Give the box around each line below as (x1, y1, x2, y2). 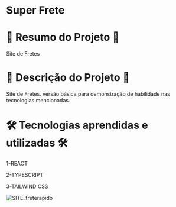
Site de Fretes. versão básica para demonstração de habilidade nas (6, 90, 170, 98)
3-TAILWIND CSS (6, 183, 48, 190)
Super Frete (6, 4, 65, 17)
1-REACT (6, 160, 28, 167)
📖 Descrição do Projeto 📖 (6, 71, 130, 85)
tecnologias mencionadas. (6, 97, 70, 104)
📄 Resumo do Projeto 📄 (6, 31, 120, 44)
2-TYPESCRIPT (6, 172, 44, 178)
